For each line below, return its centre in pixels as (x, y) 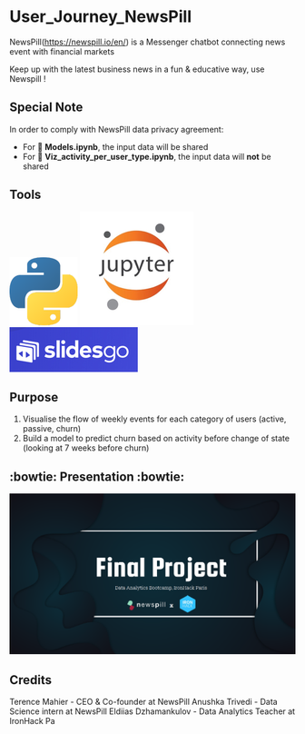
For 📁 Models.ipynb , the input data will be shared (115, 146)
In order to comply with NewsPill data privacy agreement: (117, 129)
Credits (31, 680)
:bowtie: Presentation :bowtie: (97, 476)
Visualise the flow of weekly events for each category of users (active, (154, 419)
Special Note (46, 108)
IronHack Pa (33, 721)
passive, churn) (52, 429)
